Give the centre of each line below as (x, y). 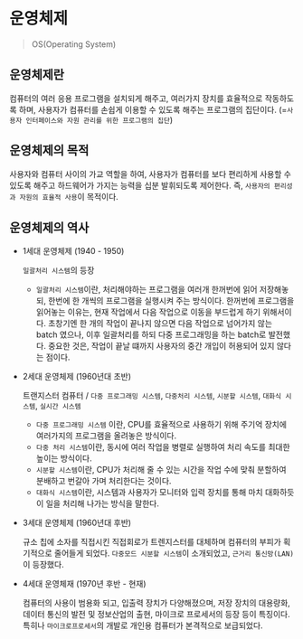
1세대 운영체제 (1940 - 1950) (73, 251)
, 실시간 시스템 (58, 406)
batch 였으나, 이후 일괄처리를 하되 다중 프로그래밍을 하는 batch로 (151, 334)
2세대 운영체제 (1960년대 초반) (77, 377)
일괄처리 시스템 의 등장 (58, 270)
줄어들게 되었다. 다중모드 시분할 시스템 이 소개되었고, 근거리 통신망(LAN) (174, 553)
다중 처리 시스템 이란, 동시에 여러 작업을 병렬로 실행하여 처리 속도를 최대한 (163, 447)
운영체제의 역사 (49, 227)
